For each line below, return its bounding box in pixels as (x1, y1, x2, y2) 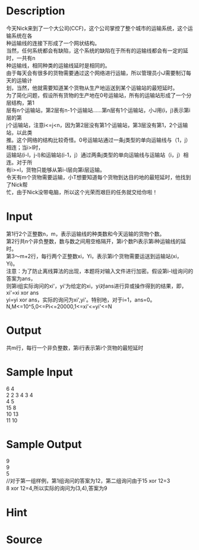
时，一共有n (6, 54, 36, 61)
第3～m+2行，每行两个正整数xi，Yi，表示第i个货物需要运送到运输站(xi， (6, 252, 182, 260)
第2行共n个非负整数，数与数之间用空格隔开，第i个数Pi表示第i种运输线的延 (6, 237, 186, 245)
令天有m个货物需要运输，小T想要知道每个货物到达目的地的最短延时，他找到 (6, 173, 191, 181)
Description (6, 4, 65, 18)
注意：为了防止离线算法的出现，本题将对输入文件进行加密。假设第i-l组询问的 (6, 267, 194, 275)
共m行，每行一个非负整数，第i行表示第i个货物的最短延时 (6, 344, 144, 351)
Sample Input (6, 365, 73, 379)
